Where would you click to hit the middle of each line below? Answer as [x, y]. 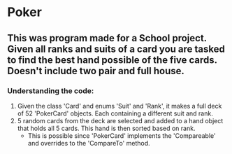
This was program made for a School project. [107, 38]
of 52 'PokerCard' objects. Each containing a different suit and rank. [115, 113]
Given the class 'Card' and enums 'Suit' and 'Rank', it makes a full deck [119, 106]
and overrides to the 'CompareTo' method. [89, 143]
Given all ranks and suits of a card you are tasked [116, 49]
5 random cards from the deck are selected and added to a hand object [120, 120]
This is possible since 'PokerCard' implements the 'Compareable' [122, 135]
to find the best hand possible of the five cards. [113, 60]
